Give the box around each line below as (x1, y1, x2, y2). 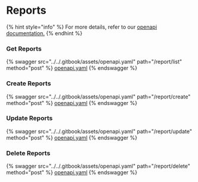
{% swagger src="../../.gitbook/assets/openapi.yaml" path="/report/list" (6, 58, 182, 66)
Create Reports (6, 79, 51, 88)
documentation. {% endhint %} (6, 29, 82, 36)
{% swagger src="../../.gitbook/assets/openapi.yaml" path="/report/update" (6, 128, 193, 135)
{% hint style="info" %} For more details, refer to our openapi (6, 23, 157, 30)
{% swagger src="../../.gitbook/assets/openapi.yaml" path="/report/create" (6, 93, 191, 100)
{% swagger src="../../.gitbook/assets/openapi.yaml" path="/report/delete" (6, 162, 191, 170)
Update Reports (6, 114, 53, 122)
